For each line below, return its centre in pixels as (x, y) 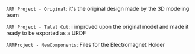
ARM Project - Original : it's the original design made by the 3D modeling (98, 9)
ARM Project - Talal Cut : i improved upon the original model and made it (97, 27)
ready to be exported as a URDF (46, 33)
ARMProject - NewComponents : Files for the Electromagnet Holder (85, 45)
